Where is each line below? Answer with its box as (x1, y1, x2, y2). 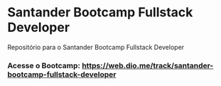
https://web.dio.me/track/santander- (81, 60, 214, 70)
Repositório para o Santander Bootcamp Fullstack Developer (7, 43, 185, 51)
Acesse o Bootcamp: (7, 60, 80, 70)
